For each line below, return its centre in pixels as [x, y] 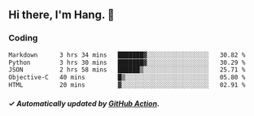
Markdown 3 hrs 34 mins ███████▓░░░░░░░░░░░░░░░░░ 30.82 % [127, 55]
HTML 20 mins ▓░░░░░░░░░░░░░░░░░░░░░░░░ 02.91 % [127, 85]
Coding [23, 38]
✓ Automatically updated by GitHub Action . [84, 103]
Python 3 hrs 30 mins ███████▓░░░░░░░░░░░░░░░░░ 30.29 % [127, 62]
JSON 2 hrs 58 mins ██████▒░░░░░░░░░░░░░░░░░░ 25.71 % [127, 70]
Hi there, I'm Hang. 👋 [62, 15]
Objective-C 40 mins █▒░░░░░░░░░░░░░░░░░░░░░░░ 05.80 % [127, 78]
